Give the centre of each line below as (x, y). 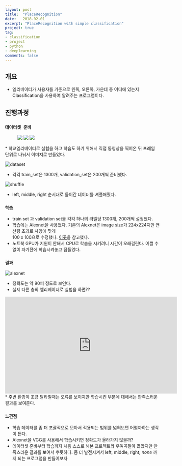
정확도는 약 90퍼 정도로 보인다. (42, 283)
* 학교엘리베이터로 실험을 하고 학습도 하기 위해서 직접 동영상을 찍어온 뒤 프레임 (80, 148)
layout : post (18, 10)
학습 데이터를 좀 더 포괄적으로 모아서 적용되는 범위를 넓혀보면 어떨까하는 (81, 427)
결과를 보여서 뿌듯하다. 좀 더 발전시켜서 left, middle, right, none (91, 452)
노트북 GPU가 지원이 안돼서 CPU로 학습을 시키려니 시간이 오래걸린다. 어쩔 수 (85, 244)
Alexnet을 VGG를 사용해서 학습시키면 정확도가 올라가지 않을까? (73, 440)
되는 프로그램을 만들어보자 (42, 458)
